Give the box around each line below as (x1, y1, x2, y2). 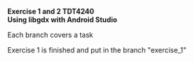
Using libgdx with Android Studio (7, 15, 118, 24)
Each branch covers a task (7, 31, 93, 39)
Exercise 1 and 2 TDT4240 (7, 7, 95, 16)
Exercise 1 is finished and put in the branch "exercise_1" (7, 46, 187, 54)
